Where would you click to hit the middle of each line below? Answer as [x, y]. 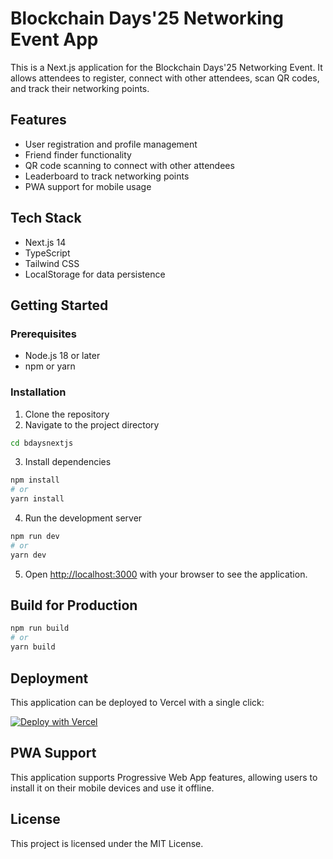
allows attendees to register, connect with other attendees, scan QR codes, [165, 78]
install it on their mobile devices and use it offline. [112, 788]
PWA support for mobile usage [88, 186]
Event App [54, 39]
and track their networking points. [80, 88]
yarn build [33, 647]
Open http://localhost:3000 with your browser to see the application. [166, 574]
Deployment [49, 678]
